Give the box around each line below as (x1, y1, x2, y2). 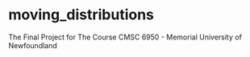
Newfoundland (8, 40, 58, 50)
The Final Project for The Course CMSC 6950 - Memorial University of (8, 32, 242, 42)
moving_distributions (8, 6, 155, 24)
